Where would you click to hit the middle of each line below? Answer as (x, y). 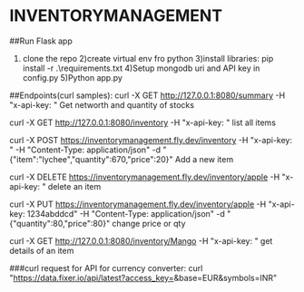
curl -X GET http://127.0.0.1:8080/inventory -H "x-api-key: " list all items (143, 122)
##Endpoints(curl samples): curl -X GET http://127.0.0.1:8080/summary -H (147, 95)
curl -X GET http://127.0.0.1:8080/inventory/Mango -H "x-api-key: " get (141, 240)
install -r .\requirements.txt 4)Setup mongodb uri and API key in (141, 68)
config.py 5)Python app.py (72, 77)
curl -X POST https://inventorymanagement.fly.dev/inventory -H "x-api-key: (151, 140)
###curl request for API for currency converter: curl (106, 268)
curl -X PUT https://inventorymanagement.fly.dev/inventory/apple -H (138, 204)
